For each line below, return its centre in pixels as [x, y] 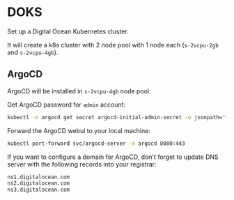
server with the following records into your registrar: [82, 164]
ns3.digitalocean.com [39, 190]
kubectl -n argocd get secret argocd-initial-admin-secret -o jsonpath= [115, 117]
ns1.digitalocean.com [39, 177]
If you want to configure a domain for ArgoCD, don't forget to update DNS [113, 157]
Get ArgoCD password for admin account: [67, 105]
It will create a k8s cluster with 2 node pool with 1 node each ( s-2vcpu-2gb [113, 45]
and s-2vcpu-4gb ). [33, 52]
